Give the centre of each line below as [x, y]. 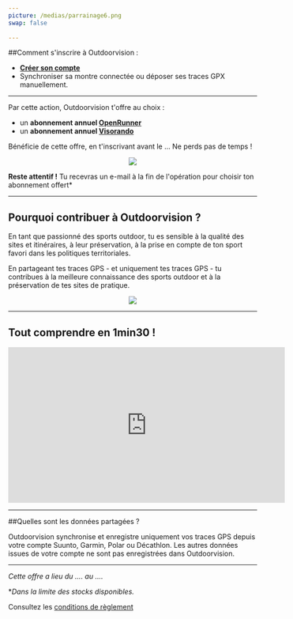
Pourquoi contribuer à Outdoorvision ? [105, 217]
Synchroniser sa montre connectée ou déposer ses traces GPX [122, 77]
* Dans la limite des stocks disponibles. [71, 591]
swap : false [28, 23]
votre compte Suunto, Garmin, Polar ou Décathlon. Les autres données [123, 545]
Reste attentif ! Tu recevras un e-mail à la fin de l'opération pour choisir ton [131, 177]
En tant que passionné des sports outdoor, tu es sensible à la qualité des [126, 236]
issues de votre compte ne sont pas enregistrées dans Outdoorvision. [122, 553]
